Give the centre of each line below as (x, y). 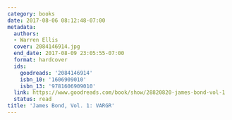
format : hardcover (41, 60)
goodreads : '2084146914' (56, 73)
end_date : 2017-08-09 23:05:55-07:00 (69, 54)
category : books (31, 14)
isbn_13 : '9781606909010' (58, 86)
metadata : (22, 27)
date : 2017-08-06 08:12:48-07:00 (56, 20)
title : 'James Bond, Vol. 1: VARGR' (61, 106)
